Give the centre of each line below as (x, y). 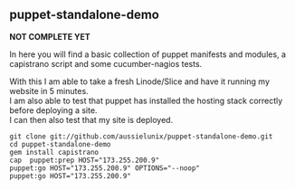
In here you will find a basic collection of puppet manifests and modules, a (148, 54)
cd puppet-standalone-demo (60, 144)
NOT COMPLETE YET (50, 36)
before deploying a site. (53, 110)
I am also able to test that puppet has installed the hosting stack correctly (146, 100)
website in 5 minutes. (49, 90)
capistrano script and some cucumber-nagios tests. (106, 63)
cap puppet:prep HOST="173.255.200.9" (85, 160)
